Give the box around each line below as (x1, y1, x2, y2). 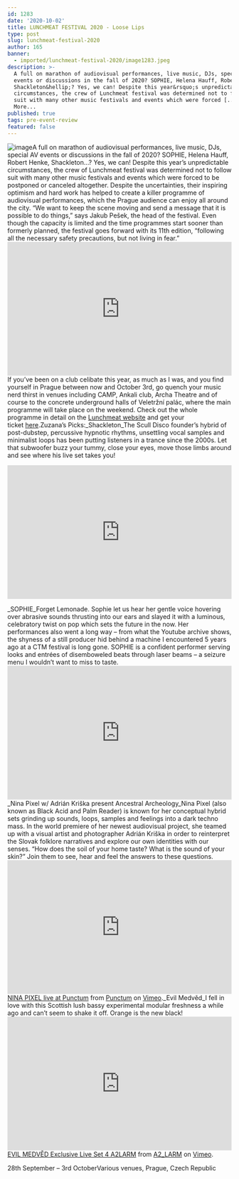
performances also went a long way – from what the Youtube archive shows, (7, 627, 232, 636)
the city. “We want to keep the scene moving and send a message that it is (7, 203, 226, 212)
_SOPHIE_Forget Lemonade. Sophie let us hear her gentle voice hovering (7, 604, 221, 613)
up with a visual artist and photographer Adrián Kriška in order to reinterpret (7, 829, 230, 838)
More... (14, 103, 37, 111)
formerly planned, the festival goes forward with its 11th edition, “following (7, 226, 224, 235)
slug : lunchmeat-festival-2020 (7, 37, 100, 44)
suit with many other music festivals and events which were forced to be (7, 173, 220, 182)
